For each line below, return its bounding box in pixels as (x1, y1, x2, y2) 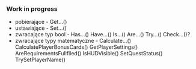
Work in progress (6, 5, 58, 13)
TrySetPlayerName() (14, 56, 66, 64)
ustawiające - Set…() (14, 24, 67, 32)
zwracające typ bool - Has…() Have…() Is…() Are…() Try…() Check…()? (14, 31, 191, 38)
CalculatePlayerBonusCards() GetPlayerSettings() (14, 43, 138, 51)
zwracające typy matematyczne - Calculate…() (14, 37, 131, 45)
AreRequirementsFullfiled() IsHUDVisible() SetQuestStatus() (14, 50, 163, 57)
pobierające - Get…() (14, 18, 67, 26)
